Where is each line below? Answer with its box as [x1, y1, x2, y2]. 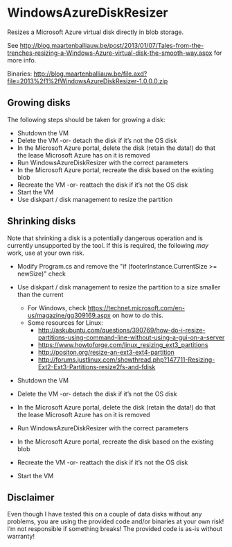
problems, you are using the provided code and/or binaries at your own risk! [7, 517, 224, 525]
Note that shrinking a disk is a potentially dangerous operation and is [7, 234, 203, 242]
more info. [7, 56, 37, 64]
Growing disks [7, 97, 71, 109]
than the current [17, 290, 64, 298]
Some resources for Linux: [27, 318, 104, 327]
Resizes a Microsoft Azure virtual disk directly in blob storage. [7, 28, 184, 36]
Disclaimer [7, 491, 55, 503]
